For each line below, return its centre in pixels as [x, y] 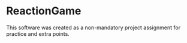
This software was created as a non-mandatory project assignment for [93, 27]
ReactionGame [44, 11]
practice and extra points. [38, 33]
